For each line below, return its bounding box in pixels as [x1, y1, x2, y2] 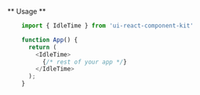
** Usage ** [7, 7, 46, 16]
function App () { [21, 35, 78, 44]
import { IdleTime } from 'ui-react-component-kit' [21, 22, 194, 30]
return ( [27, 43, 57, 51]
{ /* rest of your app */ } [42, 58, 127, 66]
